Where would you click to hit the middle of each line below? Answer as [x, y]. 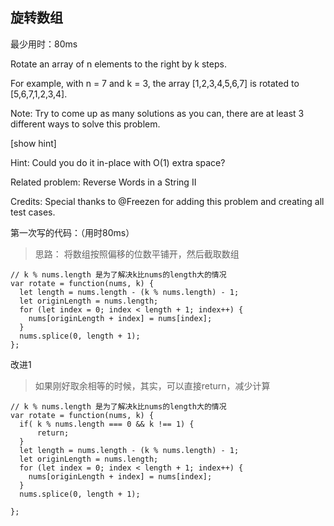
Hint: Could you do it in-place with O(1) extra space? [118, 162]
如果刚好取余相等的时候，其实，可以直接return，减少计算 [152, 385]
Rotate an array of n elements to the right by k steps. [118, 64]
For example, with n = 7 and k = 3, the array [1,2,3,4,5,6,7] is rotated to [155, 83]
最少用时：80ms [44, 44]
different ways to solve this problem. [85, 124]
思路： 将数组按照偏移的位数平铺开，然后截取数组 [137, 254]
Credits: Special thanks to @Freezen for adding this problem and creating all [167, 201]
